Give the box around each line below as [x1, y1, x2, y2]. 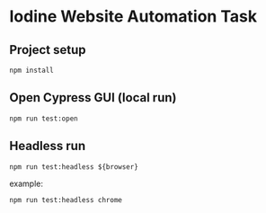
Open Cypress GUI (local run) [9, 90, 177, 105]
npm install [9, 66, 54, 75]
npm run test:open [9, 114, 78, 123]
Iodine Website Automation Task [9, 6, 258, 27]
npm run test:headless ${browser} [9, 162, 139, 172]
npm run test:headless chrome [9, 195, 123, 204]
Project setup [9, 42, 87, 58]
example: [9, 178, 43, 189]
